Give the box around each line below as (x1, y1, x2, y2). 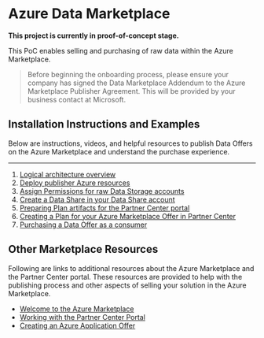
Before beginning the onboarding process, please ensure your (27, 69, 229, 79)
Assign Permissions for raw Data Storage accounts (19, 186, 185, 195)
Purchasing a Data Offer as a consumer (19, 220, 148, 229)
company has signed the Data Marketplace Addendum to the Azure (27, 78, 246, 87)
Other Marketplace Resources (8, 243, 159, 256)
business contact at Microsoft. (27, 95, 126, 104)
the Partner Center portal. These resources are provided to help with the (8, 272, 243, 281)
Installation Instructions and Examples (8, 117, 200, 131)
